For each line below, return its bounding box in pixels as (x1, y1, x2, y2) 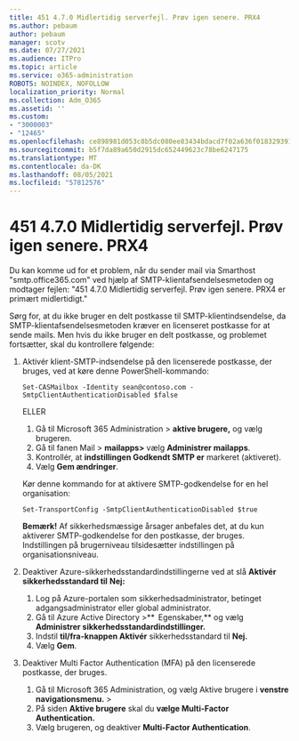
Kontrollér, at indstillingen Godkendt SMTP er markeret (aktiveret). (35, 452, 282, 463)
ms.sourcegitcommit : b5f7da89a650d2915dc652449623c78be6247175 (9, 145, 249, 154)
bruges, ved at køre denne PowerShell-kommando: (21, 366, 209, 376)
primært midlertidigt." (9, 294, 88, 304)
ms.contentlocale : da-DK (9, 162, 101, 171)
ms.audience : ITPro (9, 54, 82, 63)
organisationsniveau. (21, 549, 100, 560)
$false (154, 391, 178, 400)
